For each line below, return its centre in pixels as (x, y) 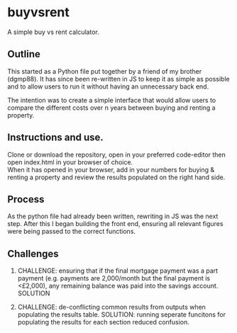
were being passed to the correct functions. (72, 232)
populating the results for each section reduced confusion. (104, 322)
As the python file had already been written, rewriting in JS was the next (113, 216)
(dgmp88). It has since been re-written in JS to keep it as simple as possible (118, 79)
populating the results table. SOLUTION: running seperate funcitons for (121, 315)
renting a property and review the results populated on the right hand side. (116, 177)
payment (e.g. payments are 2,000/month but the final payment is (114, 278)
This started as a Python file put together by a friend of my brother (105, 71)
